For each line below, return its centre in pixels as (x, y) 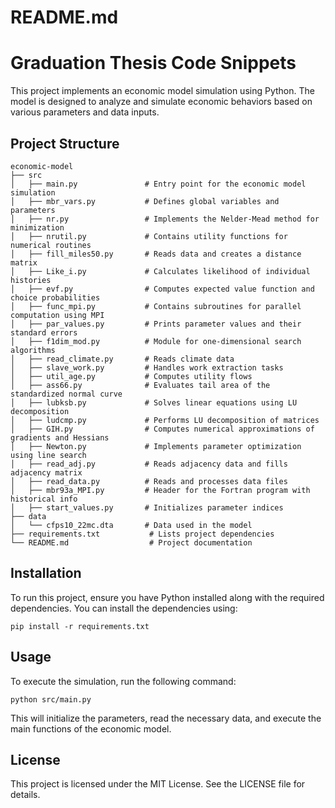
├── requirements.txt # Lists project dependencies (142, 534)
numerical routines (51, 245)
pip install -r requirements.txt (80, 626)
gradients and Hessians (60, 437)
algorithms (33, 350)
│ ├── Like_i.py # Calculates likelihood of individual (160, 271)
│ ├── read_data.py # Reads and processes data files (149, 481)
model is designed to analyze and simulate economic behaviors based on (161, 102)
